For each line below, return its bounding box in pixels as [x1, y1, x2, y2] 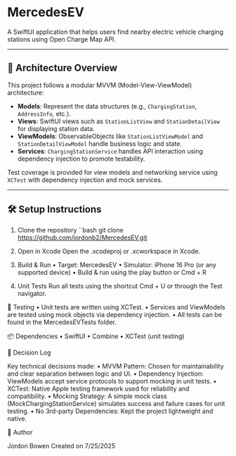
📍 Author [7, 428, 33, 436]
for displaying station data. [17, 124, 95, 133]
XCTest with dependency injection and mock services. [7, 175, 163, 184]
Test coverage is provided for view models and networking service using [7, 168, 218, 176]
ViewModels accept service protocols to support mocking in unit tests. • [7, 376, 217, 385]
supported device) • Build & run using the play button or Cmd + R [17, 268, 207, 276]
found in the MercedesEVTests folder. [7, 318, 117, 326]
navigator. [17, 289, 47, 297]
